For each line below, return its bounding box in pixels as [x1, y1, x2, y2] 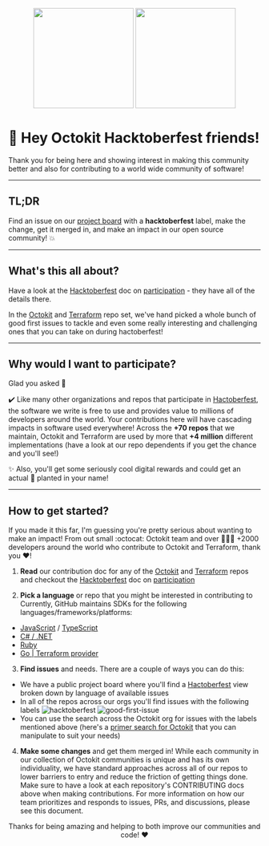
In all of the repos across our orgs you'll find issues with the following [19, 697, 250, 706]
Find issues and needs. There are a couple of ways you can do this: [19, 664, 245, 674]
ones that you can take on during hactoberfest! [8, 326, 163, 336]
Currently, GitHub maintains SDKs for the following [19, 599, 187, 609]
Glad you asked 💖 [8, 378, 66, 388]
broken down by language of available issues [19, 688, 170, 698]
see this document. [19, 806, 84, 816]
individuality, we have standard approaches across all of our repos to [19, 763, 248, 773]
